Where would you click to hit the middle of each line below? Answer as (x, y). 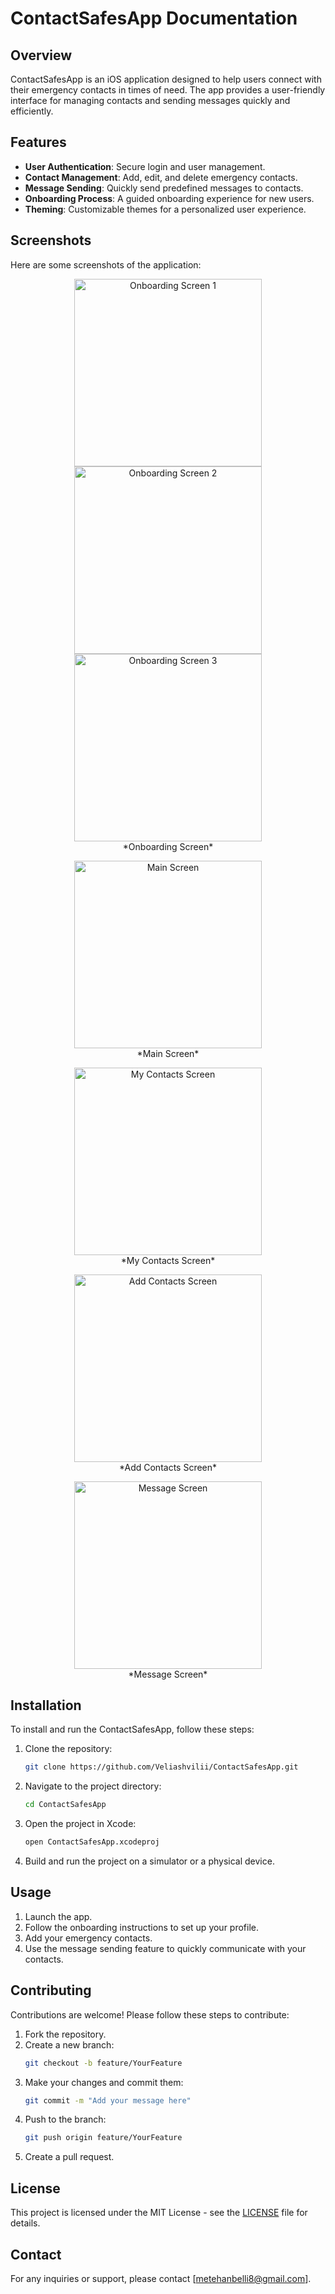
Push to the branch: (65, 2119)
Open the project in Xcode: (80, 1824)
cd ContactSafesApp (65, 1805)
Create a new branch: (69, 2044)
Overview (41, 55)
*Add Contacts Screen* (168, 1467)
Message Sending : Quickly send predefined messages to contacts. (164, 188)
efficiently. (32, 111)
